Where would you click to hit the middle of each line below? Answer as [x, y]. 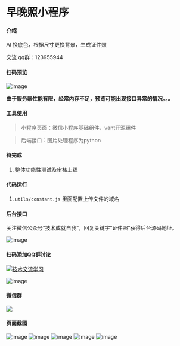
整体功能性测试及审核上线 [46, 169]
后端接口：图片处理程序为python [61, 140]
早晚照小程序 [38, 12]
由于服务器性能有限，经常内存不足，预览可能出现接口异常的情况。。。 [90, 98]
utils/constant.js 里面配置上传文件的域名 [67, 199]
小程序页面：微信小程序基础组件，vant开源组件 [78, 128]
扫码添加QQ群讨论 [29, 254]
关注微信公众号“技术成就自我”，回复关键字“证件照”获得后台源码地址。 [92, 228]
